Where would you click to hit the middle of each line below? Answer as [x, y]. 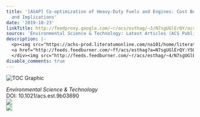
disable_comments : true [36, 61]
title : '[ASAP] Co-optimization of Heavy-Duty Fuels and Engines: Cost [97, 12]
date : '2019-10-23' [30, 22]
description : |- [26, 39]
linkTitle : [20, 28]
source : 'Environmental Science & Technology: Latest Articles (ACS [93, 34]
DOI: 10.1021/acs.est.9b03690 [43, 96]
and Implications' [35, 17]
